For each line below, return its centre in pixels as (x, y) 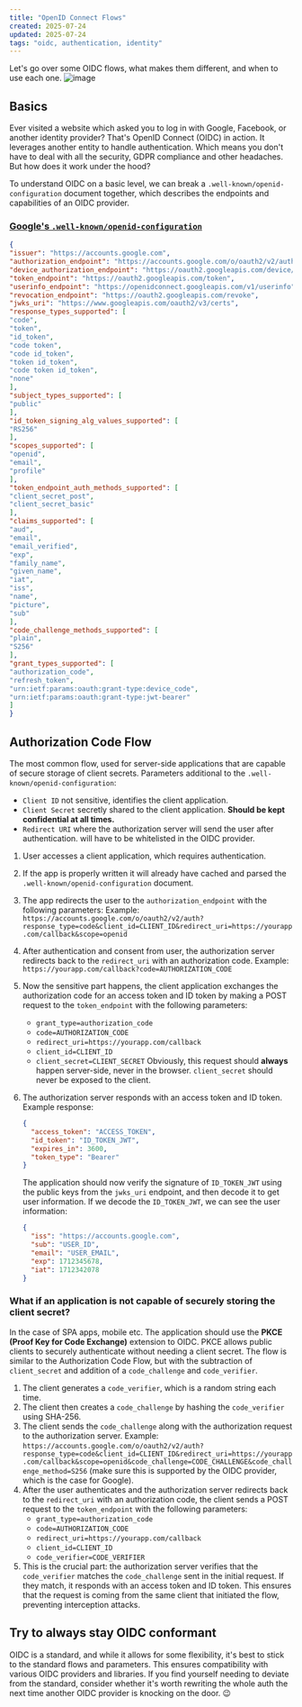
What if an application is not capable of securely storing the (142, 1301)
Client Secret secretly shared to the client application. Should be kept (154, 810)
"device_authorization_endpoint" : (74, 270)
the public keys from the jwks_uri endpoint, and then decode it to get (151, 1192)
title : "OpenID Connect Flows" (68, 18)
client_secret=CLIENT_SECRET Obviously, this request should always (162, 1061)
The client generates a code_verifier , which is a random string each (149, 1387)
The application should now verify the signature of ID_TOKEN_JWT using (152, 1183)
